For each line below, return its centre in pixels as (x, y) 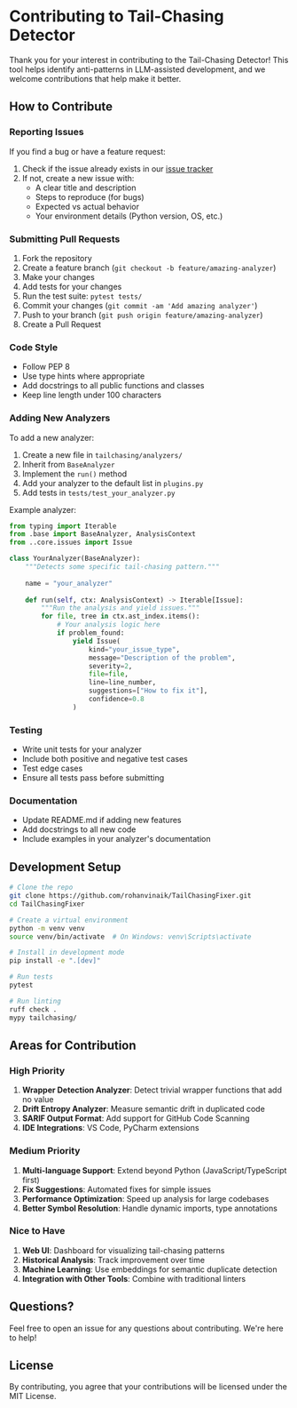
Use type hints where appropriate (83, 376)
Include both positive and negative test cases (105, 759)
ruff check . (33, 1009)
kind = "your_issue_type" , (134, 649)
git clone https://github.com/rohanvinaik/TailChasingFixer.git (130, 896)
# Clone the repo (41, 888)
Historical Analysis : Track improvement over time (113, 1260)
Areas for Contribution (73, 1045)
